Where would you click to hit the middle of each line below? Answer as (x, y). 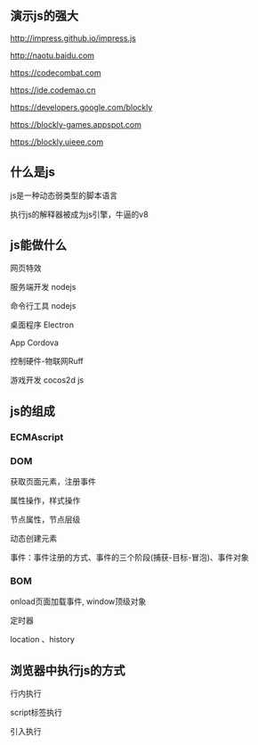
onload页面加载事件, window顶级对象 (78, 601)
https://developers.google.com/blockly (81, 107)
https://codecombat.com (56, 72)
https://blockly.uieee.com (57, 142)
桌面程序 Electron (42, 325)
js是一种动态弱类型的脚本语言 (64, 195)
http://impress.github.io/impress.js (73, 37)
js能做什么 (39, 245)
